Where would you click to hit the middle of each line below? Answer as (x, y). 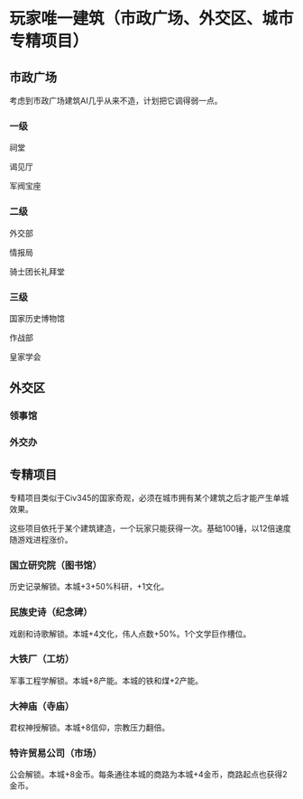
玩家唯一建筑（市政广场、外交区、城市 (152, 19)
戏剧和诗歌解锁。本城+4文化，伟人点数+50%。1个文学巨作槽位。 (130, 634)
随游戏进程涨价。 (41, 539)
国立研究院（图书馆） (55, 565)
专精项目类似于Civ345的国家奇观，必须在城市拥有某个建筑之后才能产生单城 (149, 497)
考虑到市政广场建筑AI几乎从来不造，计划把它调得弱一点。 (116, 101)
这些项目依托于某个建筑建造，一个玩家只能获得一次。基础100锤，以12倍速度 (150, 528)
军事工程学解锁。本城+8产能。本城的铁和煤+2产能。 (106, 680)
